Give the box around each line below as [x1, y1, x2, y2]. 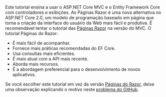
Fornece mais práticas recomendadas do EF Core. [12, 46, 116, 51]
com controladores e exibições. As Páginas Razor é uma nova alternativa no [5, 9, 162, 15]
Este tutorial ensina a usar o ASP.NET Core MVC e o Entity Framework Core [5, 4, 161, 10]
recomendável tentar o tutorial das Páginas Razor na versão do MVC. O [5, 25, 152, 31]
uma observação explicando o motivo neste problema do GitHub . [5, 87, 139, 92]
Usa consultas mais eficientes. [12, 50, 76, 56]
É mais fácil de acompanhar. [12, 40, 71, 46]
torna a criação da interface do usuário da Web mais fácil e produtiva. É [5, 20, 153, 26]
